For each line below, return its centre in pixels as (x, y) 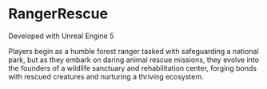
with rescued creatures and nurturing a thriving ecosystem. (106, 76)
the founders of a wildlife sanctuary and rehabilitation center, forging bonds (133, 68)
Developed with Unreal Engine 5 (61, 36)
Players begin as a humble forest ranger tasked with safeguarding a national (133, 51)
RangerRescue (58, 14)
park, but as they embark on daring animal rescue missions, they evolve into (134, 60)
